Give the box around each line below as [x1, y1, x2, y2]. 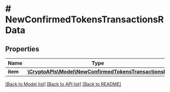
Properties [5, 44, 39, 53]
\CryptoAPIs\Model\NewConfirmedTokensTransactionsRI [27, 68, 168, 75]
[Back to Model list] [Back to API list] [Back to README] [5, 81, 121, 87]
